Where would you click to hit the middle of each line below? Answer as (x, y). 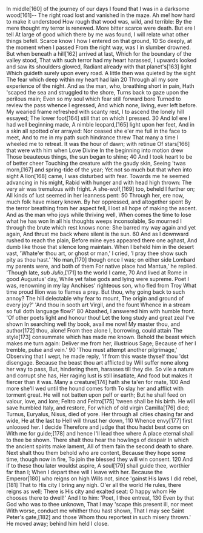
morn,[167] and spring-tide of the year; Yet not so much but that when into (99, 170)
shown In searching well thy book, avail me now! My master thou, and (93, 324)
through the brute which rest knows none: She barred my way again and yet (101, 227)
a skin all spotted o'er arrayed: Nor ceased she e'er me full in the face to (96, 131)
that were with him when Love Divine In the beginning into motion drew (95, 150)
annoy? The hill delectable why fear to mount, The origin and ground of (95, 298)
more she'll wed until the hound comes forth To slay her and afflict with (95, 388)
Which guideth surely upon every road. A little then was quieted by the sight (101, 73)
